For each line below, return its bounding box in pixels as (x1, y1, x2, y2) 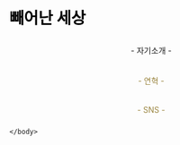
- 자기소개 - (130, 46, 173, 56)
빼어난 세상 (9, 8, 86, 29)
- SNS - (137, 105, 166, 115)
